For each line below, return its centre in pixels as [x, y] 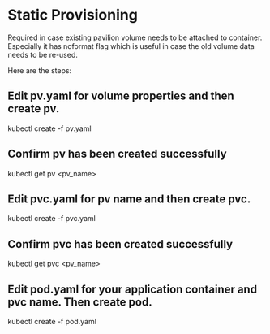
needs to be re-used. [43, 54]
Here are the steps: [40, 70]
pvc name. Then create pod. [80, 302]
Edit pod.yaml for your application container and [132, 289]
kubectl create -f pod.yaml [52, 321]
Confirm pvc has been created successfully [120, 244]
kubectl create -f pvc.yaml [52, 219]
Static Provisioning [73, 15]
